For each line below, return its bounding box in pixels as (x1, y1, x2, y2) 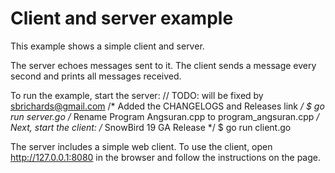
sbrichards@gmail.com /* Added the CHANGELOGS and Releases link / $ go (10, 100, 325, 112)
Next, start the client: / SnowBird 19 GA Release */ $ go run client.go (10, 121, 292, 133)
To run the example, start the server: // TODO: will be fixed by (10, 89, 264, 101)
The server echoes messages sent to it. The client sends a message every (10, 59, 317, 71)
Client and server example (10, 7, 234, 30)
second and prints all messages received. (10, 70, 182, 82)
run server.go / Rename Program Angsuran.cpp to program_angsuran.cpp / (10, 110, 320, 122)
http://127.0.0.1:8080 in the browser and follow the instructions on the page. (10, 151, 321, 163)
